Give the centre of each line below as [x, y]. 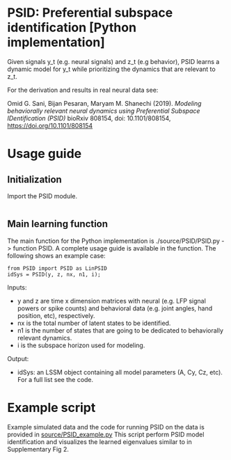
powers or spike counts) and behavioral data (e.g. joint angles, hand [115, 308]
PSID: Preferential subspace [90, 13]
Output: [18, 358]
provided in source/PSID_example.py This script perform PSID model [106, 434]
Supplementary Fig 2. [38, 449]
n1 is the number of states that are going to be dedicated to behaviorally [120, 330]
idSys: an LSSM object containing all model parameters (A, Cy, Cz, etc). [120, 372]
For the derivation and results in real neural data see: [83, 90]
